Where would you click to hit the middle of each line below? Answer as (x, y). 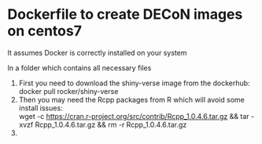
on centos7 (44, 31)
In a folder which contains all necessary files (79, 67)
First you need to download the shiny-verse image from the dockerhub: (134, 83)
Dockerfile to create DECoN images (125, 14)
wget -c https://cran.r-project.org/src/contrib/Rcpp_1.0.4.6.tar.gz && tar (134, 116)
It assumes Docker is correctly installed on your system (97, 52)
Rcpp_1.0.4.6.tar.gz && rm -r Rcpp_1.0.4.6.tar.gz (111, 124)
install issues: (41, 108)
